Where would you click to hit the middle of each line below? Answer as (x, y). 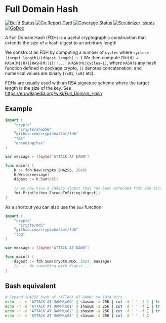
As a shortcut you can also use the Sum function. (54, 207)
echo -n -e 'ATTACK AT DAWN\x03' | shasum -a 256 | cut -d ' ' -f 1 (77, 316)
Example (19, 109)
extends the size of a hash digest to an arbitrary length (61, 42)
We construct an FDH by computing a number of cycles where (69, 52)
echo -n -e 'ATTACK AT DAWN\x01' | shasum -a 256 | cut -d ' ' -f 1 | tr (83, 306)
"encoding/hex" (30, 143)
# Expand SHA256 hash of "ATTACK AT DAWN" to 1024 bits (64, 297)
